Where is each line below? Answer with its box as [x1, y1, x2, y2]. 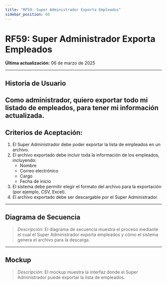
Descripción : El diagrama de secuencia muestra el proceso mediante [17, 226, 159, 232]
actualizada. [5, 112, 45, 120]
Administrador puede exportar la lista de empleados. [17, 274, 125, 280]
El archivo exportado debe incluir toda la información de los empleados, [12, 152, 160, 158]
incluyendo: [12, 157, 37, 164]
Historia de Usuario [5, 79, 66, 87]
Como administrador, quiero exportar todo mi [5, 96, 148, 105]
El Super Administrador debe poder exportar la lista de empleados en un [12, 142, 161, 148]
